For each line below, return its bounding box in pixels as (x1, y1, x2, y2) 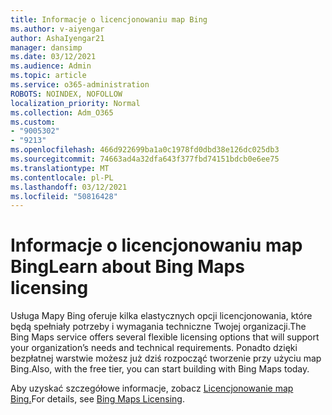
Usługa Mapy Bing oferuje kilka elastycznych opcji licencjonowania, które (10, 310, 313, 322)
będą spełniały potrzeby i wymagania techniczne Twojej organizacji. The (10, 321, 307, 333)
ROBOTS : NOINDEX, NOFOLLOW (10, 89, 123, 99)
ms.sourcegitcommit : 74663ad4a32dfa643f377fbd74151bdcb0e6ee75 (10, 154, 280, 164)
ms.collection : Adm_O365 (10, 107, 114, 118)
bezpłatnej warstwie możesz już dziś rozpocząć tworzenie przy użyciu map (10, 352, 322, 365)
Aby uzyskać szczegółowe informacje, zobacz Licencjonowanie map (10, 382, 294, 395)
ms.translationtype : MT (10, 163, 110, 173)
